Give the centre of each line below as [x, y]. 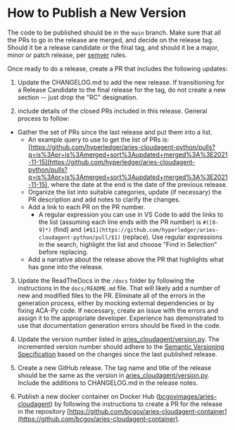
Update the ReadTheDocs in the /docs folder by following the [106, 281]
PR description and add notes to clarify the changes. [104, 199]
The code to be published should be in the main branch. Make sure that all [114, 32]
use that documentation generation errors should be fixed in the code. [119, 325]
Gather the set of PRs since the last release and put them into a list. [115, 132]
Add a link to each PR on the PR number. [87, 207]
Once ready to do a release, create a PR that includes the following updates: [118, 68]
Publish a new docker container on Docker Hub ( [88, 396]
